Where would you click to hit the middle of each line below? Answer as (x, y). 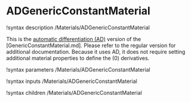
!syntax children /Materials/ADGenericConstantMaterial (74, 92)
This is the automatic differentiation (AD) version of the (74, 39)
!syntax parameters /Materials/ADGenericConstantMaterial (78, 69)
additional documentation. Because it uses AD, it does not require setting (96, 51)
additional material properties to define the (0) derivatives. (78, 58)
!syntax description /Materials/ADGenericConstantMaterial (78, 27)
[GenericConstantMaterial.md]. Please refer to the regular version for (91, 45)
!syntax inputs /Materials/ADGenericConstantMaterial (72, 81)
